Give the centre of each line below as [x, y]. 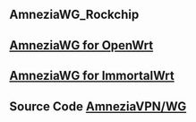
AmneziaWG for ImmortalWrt [92, 76]
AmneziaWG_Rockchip [74, 15]
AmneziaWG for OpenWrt [81, 45]
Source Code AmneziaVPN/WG [98, 106]
